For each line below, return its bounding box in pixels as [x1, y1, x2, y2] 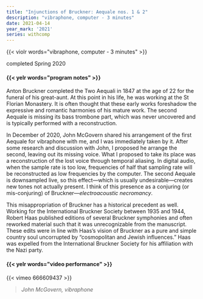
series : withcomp [6, 32, 50, 38]
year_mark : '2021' [6, 26, 53, 32]
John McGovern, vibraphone [21, 286, 94, 293]
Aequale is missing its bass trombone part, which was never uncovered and [6, 113, 196, 120]
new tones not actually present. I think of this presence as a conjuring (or [6, 183, 190, 190]
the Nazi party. [6, 247, 44, 254]
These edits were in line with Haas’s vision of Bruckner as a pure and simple [6, 227, 197, 235]
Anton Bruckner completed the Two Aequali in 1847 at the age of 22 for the [6, 88, 194, 95]
